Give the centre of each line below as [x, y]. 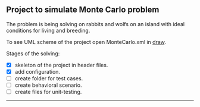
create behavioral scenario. [48, 85]
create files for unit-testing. [48, 92]
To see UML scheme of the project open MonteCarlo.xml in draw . [86, 42]
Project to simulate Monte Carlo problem [83, 10]
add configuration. [37, 71]
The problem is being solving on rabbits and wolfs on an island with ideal [96, 24]
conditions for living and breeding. [48, 30]
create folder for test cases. [49, 78]
